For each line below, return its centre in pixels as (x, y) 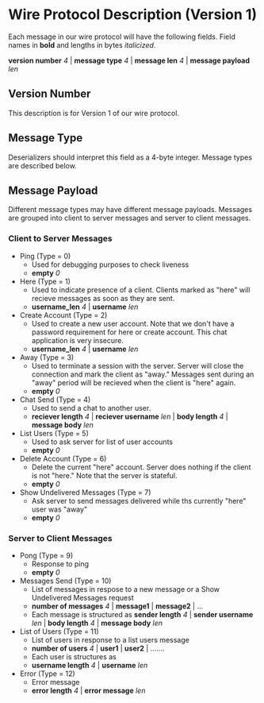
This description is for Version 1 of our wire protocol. (94, 113)
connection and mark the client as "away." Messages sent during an (143, 374)
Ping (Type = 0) (45, 256)
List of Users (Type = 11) (59, 631)
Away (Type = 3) (47, 357)
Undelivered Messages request (82, 597)
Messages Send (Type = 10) (65, 581)
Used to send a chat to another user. (91, 408)
